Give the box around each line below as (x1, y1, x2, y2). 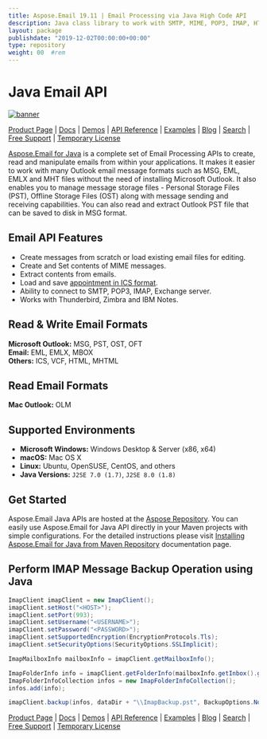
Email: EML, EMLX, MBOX (8, 348, 94, 357)
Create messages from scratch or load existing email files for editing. (19, 252, 246, 261)
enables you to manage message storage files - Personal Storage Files (8, 183, 240, 192)
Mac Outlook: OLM (8, 400, 72, 410)
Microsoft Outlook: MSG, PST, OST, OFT (8, 339, 143, 348)
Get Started (8, 493, 67, 506)
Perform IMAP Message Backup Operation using (8, 563, 253, 576)
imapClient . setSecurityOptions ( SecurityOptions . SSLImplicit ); (8, 641, 219, 649)
